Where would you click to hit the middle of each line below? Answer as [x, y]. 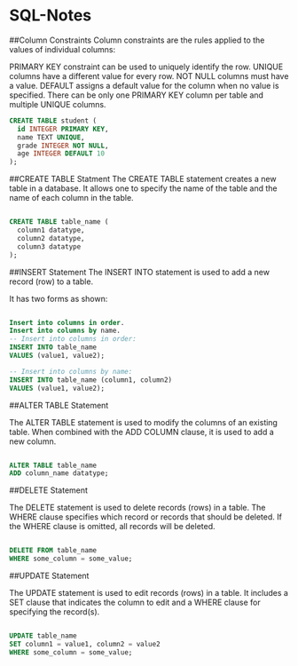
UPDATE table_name [43, 636]
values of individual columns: [63, 49]
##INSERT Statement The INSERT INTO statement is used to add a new [140, 272]
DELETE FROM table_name [53, 551]
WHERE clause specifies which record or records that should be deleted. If [145, 517]
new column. [33, 441]
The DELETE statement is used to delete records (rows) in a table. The [137, 508]
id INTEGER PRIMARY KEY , [63, 129]
